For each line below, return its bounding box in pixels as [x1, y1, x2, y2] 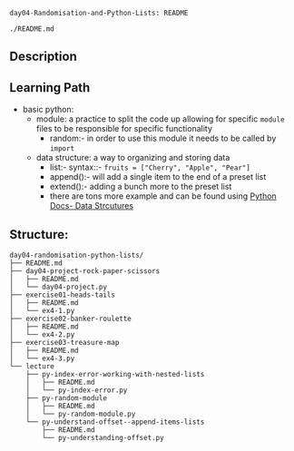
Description [9, 49, 77, 64]
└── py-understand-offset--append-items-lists [25, 417, 205, 426]
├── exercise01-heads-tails [9, 290, 116, 299]
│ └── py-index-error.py [25, 386, 128, 395]
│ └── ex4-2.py [9, 330, 75, 339]
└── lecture [9, 362, 54, 371]
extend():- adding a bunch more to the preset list [49, 181, 232, 192]
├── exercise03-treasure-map [9, 338, 120, 348]
